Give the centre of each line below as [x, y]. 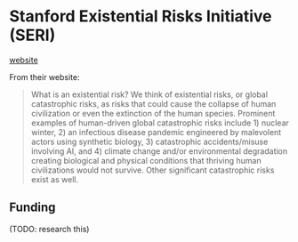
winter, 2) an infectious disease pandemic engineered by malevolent [156, 132]
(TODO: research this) [49, 229]
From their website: [44, 77]
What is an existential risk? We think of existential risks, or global [149, 94]
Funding [32, 208]
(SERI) [32, 35]
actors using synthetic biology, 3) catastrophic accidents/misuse [149, 141]
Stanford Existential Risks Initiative [141, 16]
